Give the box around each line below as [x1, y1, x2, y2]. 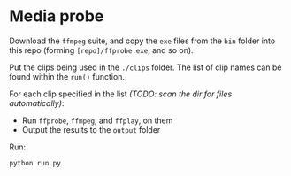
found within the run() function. [9, 71, 126, 81]
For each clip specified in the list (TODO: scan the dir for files [9, 88, 233, 99]
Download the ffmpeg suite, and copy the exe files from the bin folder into [9, 35, 276, 46]
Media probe [9, 6, 104, 27]
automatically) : [9, 97, 65, 108]
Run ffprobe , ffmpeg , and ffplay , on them [21, 115, 173, 126]
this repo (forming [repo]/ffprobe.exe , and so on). [9, 44, 194, 55]
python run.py [9, 158, 62, 167]
